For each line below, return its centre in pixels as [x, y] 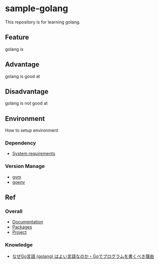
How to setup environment [32, 130]
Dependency [21, 143]
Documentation [28, 222]
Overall [14, 211]
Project [19, 232]
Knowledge [19, 245]
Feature [17, 37]
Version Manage [25, 166]
